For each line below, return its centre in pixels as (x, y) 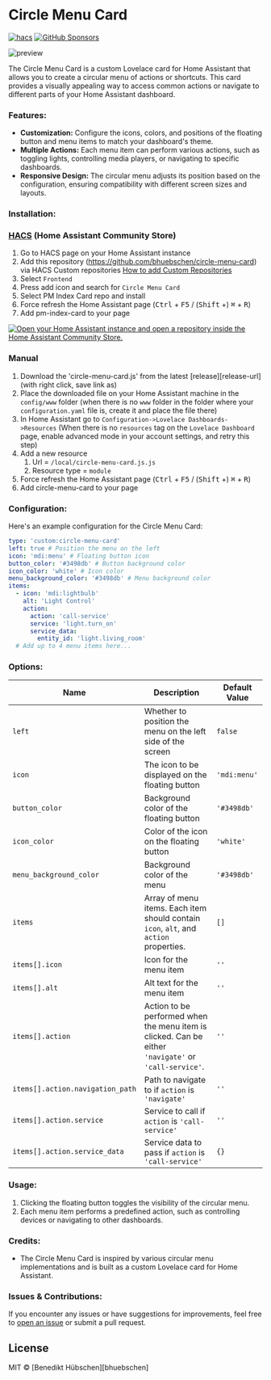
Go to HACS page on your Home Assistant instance (105, 253)
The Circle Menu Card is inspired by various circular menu (117, 1259)
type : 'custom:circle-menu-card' (65, 541)
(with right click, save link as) (68, 385)
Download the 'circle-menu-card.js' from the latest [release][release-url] (140, 376)
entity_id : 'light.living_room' (92, 639)
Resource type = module (71, 470)
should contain (172, 919)
